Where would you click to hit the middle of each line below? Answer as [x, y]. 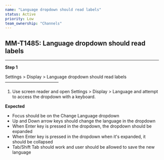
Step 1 [11, 67]
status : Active [20, 14]
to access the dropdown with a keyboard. [54, 97]
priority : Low [20, 19]
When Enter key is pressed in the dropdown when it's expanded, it [79, 137]
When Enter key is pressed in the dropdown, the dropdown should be [82, 126]
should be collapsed [32, 142]
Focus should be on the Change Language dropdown [66, 116]
